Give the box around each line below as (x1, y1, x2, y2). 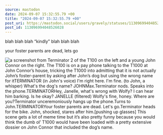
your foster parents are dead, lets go (5, 48, 79, 54)
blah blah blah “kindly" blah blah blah (5, 38, 80, 44)
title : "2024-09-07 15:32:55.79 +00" (5, 16, 81, 21)
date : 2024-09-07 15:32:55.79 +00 (5, 12, 75, 17)
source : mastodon (5, 7, 40, 12)
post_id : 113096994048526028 (5, 25, 64, 30)
